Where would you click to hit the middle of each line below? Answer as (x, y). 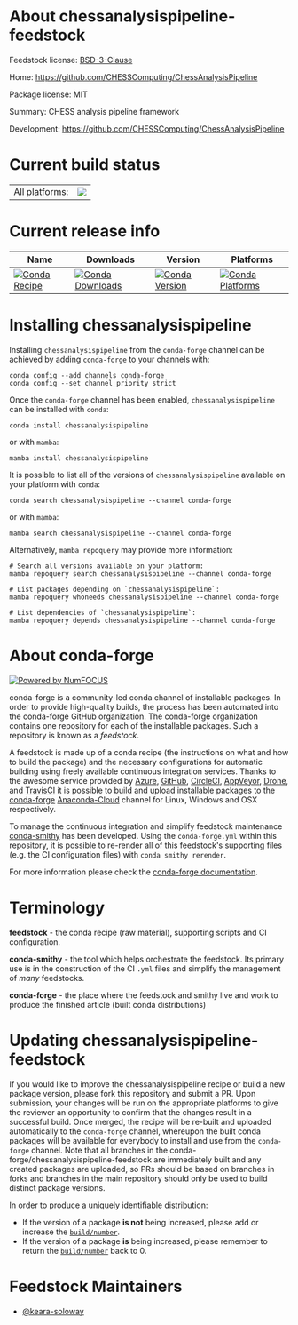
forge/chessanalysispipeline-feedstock (81, 1159)
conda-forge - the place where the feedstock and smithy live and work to (144, 995)
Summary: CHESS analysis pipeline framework (94, 111)
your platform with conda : (55, 484)
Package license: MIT (49, 94)
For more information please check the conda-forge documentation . (134, 872)
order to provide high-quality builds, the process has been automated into (144, 706)
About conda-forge (82, 655)
